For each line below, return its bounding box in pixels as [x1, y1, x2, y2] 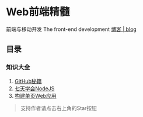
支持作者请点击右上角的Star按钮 [20, 104, 97, 111]
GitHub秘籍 [14, 77, 42, 84]
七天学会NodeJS [14, 85, 55, 92]
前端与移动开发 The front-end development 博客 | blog [6, 26, 137, 33]
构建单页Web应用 [14, 92, 57, 99]
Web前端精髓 [6, 5, 70, 19]
